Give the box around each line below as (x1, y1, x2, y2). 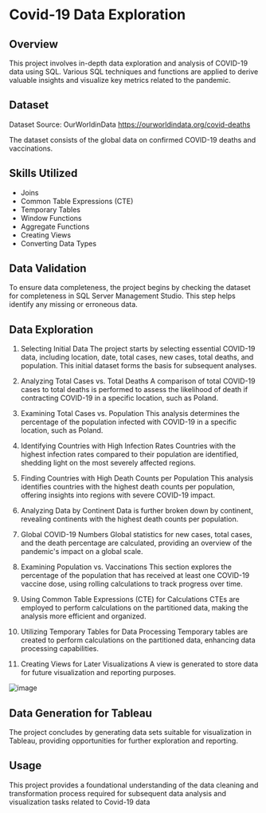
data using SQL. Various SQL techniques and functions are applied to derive (9, 67, 259, 77)
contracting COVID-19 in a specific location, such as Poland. (20, 393, 218, 403)
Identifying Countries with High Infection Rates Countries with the (20, 441, 237, 451)
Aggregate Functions (20, 222, 90, 231)
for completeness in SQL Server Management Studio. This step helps (9, 291, 236, 300)
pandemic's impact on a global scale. (20, 547, 143, 556)
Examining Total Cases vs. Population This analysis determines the (20, 409, 240, 418)
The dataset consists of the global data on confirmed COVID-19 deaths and (9, 135, 256, 144)
